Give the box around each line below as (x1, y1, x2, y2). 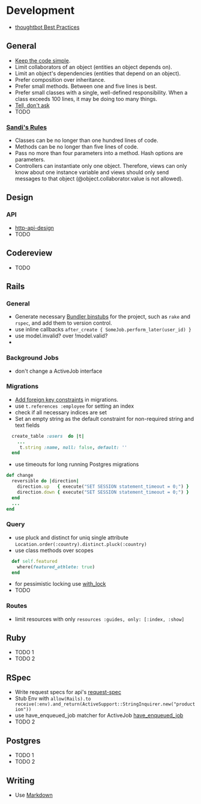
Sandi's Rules (6, 123, 47, 131)
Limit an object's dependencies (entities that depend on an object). (14, 70, 181, 77)
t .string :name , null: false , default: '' (19, 444, 128, 450)
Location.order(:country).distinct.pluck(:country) (14, 541, 147, 547)
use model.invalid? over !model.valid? (14, 332, 108, 340)
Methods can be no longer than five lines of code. (14, 143, 139, 150)
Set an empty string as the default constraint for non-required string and (14, 415, 194, 422)
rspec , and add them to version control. (14, 319, 112, 327)
